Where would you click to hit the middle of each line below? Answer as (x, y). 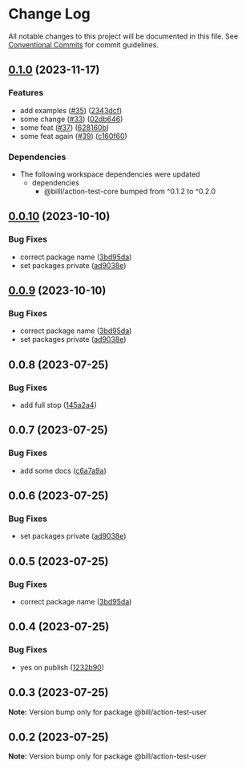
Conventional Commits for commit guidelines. (83, 44)
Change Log (49, 14)
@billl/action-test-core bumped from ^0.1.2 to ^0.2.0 (130, 191)
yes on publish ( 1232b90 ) (62, 667)
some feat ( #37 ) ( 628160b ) (65, 127)
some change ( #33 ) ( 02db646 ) (71, 119)
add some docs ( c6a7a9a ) (63, 470)
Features (26, 93)
